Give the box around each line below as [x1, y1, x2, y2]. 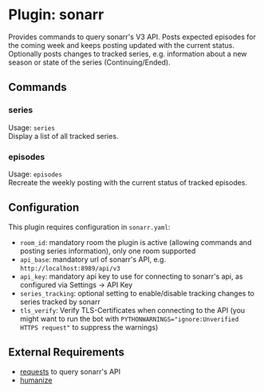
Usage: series [8, 122, 56, 133]
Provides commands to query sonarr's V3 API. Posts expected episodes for [8, 32, 257, 42]
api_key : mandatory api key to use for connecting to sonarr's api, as [19, 271, 243, 281]
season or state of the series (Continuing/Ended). [8, 57, 171, 67]
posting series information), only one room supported [19, 246, 196, 255]
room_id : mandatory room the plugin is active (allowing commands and [19, 237, 252, 247]
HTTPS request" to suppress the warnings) [19, 322, 159, 332]
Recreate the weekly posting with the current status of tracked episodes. [8, 177, 248, 187]
